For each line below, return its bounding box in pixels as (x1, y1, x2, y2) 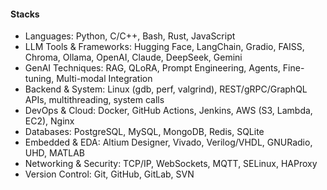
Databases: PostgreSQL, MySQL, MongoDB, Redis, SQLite (24, 126, 265, 138)
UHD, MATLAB (24, 147, 85, 159)
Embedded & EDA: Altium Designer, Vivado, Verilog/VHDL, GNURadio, (24, 136, 313, 149)
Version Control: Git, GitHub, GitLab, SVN (24, 168, 195, 180)
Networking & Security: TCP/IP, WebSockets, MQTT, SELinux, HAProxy (24, 158, 318, 170)
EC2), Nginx (24, 115, 75, 127)
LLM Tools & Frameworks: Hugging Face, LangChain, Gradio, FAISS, (24, 41, 305, 53)
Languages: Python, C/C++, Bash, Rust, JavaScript (24, 30, 236, 42)
